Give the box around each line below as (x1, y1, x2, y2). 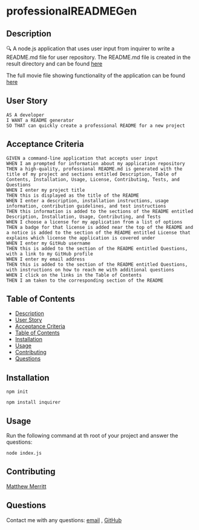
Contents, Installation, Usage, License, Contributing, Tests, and (6, 176, 180, 183)
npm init (6, 389, 28, 395)
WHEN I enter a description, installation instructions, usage (6, 197, 169, 204)
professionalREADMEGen (6, 4, 137, 18)
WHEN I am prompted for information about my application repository (6, 160, 186, 166)
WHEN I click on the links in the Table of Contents (6, 272, 142, 278)
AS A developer (6, 112, 45, 118)
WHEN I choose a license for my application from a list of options (6, 219, 183, 225)
